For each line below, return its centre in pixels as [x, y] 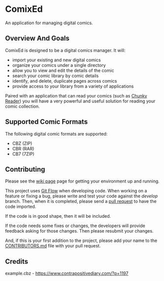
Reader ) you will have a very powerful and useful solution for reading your [80, 101]
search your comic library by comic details [55, 76]
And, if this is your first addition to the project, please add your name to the [81, 240]
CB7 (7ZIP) [23, 154]
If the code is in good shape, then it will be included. [58, 216]
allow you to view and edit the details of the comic [63, 70]
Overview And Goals [37, 38]
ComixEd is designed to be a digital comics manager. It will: [65, 50]
